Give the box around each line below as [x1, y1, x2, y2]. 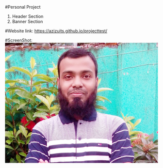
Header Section [12, 14, 44, 19]
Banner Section [12, 19, 43, 24]
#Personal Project [5, 4, 41, 10]
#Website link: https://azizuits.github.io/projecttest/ [5, 28, 108, 33]
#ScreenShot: [5, 37, 33, 43]
